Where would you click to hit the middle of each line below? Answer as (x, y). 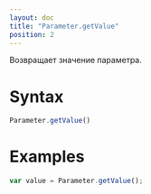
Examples (47, 157)
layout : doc (32, 18)
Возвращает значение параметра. (75, 60)
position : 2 (32, 34)
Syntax (37, 97)
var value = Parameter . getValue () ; (76, 181)
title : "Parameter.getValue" (64, 26)
